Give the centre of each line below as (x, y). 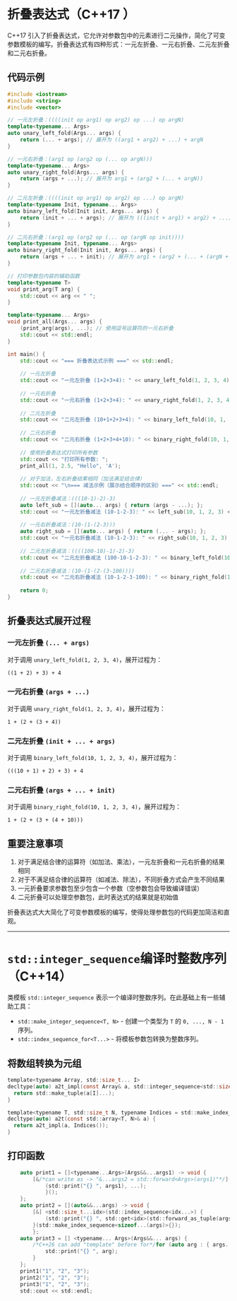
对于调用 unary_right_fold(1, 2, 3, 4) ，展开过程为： (86, 708)
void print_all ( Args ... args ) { (55, 322)
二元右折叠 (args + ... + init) (61, 790)
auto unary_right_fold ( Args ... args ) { (66, 172)
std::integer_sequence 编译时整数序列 (117, 959)
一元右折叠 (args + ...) (49, 691)
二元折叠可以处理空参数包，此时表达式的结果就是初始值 (98, 897)
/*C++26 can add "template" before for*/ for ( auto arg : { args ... (134, 1245)
